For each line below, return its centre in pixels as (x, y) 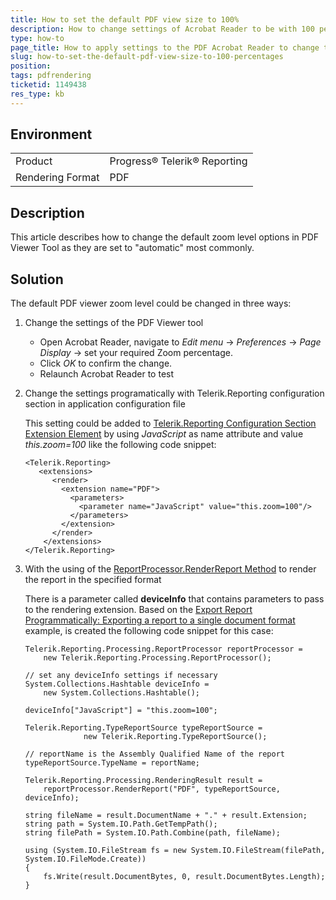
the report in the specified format (93, 580)
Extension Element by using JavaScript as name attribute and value (164, 434)
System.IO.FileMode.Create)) (85, 859)
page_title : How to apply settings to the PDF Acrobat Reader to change (165, 47)
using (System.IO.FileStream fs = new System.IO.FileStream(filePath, (175, 851)
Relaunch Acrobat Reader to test (107, 374)
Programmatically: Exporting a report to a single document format (160, 620)
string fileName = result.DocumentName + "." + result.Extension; (166, 816)
